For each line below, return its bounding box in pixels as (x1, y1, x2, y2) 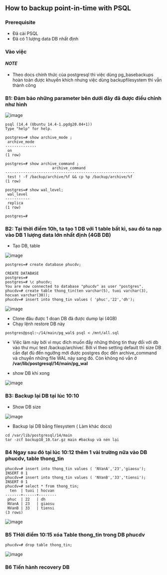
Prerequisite (5, 19, 36, 26)
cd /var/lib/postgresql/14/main (5, 433, 72, 438)
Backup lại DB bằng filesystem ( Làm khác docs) (12, 423, 112, 429)
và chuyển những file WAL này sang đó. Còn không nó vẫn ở (12, 355, 137, 361)
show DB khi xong (12, 370, 50, 376)
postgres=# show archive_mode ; (5, 135, 72, 140)
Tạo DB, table (12, 243, 40, 249)
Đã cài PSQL (12, 30, 38, 36)
